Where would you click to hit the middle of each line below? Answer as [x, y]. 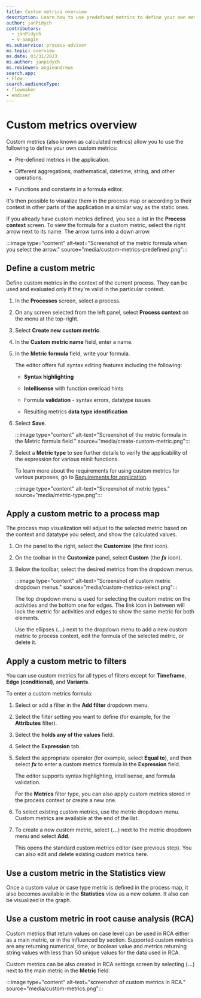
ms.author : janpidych [33, 62]
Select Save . [31, 423]
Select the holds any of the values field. [65, 735]
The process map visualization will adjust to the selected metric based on [97, 528]
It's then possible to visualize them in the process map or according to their [99, 201]
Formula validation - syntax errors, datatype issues [87, 400]
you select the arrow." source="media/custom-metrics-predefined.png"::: [97, 249]
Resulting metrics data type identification [76, 412]
